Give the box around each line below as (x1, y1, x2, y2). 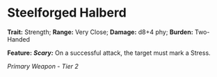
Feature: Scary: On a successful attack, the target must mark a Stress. (7, 49, 211, 57)
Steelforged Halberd (7, 5, 127, 21)
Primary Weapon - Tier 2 (7, 62, 79, 70)
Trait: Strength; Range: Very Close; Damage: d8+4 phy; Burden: (7, 28, 193, 36)
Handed (7, 35, 30, 43)
